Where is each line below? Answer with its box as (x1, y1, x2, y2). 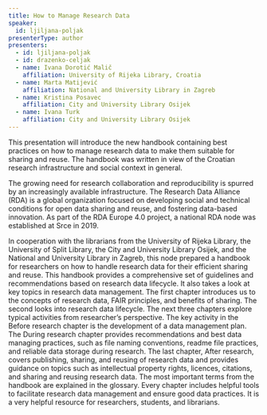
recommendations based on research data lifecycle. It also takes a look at (8, 279, 250, 288)
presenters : (8, 41, 48, 49)
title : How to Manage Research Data (8, 11, 130, 20)
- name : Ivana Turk (15, 109, 80, 117)
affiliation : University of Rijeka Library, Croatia (22, 71, 202, 79)
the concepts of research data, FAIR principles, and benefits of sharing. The (8, 295, 257, 305)
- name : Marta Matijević (15, 78, 98, 86)
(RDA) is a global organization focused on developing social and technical (8, 195, 250, 204)
